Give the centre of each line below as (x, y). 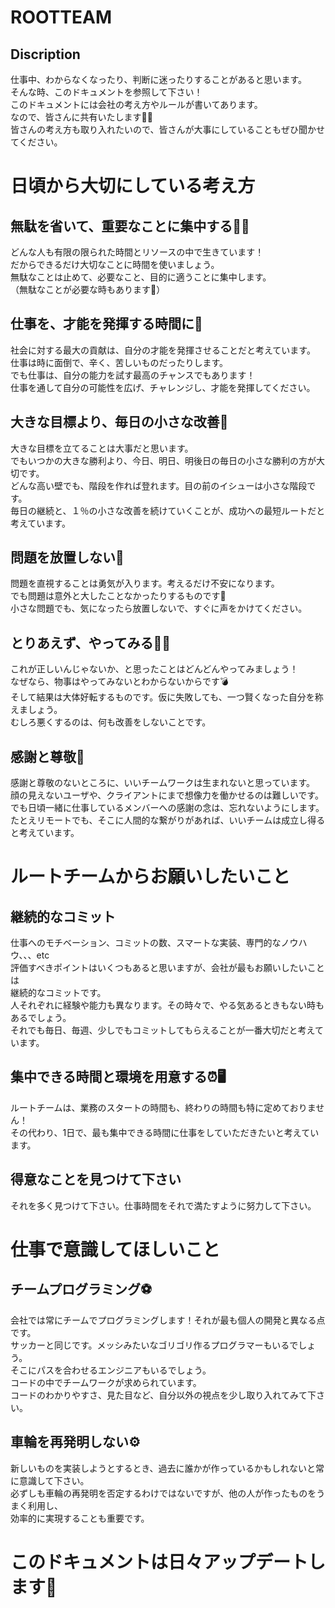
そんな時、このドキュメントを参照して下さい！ (106, 92)
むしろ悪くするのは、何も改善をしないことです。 (111, 722)
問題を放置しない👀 (67, 557)
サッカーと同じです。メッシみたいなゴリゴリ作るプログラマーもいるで (154, 1345)
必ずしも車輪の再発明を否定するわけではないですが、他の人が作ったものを (163, 1493)
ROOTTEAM (61, 17)
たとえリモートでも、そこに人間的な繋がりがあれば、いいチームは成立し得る (168, 820)
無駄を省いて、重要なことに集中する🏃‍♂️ (130, 226)
